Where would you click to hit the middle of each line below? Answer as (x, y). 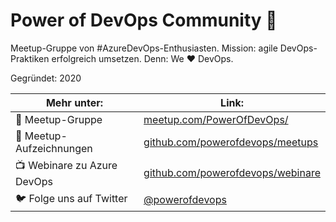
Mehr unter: (74, 102)
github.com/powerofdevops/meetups (231, 142)
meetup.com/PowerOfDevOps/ (216, 119)
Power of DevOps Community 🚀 (144, 20)
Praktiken (30, 58)
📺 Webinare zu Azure (66, 165)
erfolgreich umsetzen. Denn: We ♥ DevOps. (142, 58)
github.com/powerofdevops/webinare (232, 173)
